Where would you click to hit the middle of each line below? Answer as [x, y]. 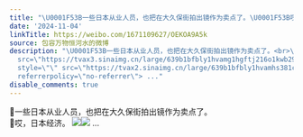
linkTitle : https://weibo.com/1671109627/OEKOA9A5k [108, 34]
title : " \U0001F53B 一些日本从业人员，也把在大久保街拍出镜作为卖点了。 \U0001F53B [150, 18]
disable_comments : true [54, 85]
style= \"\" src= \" [52, 68]
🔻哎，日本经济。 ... [55, 123]
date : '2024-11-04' [46, 26]
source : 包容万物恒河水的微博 [60, 43]
